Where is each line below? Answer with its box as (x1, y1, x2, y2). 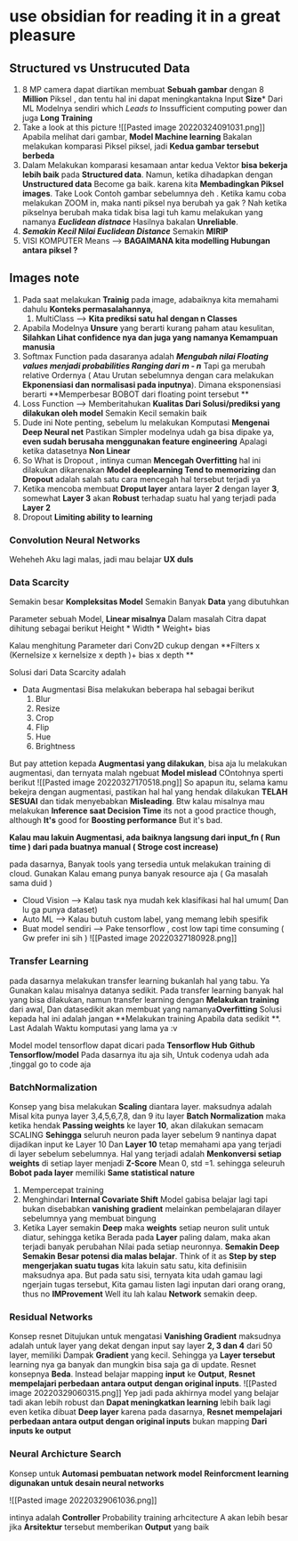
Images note (9, 270, 80, 286)
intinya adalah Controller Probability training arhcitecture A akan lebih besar (9, 1512, 289, 1522)
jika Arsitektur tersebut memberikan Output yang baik (9, 1521, 210, 1532)
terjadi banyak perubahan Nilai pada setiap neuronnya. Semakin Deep (21, 1241, 280, 1252)
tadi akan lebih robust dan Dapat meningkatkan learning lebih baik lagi (9, 1397, 271, 1408)
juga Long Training (21, 113, 93, 123)
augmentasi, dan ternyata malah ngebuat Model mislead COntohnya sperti (9, 768, 284, 779)
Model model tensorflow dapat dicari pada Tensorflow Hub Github (9, 1039, 255, 1051)
